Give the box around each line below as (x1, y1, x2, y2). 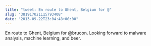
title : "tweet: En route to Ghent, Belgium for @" (5, 7, 112, 12)
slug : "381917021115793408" (5, 12, 63, 17)
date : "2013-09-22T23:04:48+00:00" (5, 16, 79, 21)
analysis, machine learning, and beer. (5, 35, 82, 41)
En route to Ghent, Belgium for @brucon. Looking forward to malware (5, 30, 147, 36)
